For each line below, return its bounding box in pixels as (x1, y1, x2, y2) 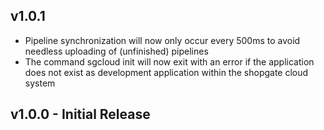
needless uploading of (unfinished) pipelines (24, 45, 209, 57)
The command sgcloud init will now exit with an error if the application (24, 55, 315, 68)
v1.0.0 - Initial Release (10, 106, 151, 123)
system (24, 77, 56, 89)
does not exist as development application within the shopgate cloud (24, 66, 309, 78)
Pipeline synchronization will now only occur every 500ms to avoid (24, 34, 301, 46)
